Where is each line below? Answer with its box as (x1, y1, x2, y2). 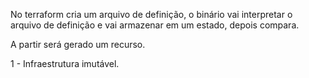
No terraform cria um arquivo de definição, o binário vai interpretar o (10, 9, 293, 20)
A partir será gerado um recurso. (10, 39, 146, 50)
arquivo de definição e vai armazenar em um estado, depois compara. (10, 19, 300, 31)
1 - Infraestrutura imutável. (10, 58, 120, 69)
